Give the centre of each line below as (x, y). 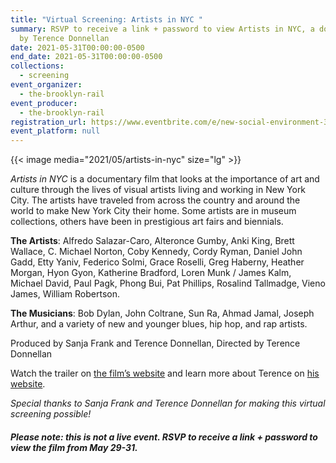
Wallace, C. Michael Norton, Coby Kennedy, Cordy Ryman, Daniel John (156, 252)
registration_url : (48, 122)
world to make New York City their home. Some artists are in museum (153, 211)
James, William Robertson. (65, 294)
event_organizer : (46, 85)
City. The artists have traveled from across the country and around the (155, 200)
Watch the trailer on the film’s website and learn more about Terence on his (165, 373)
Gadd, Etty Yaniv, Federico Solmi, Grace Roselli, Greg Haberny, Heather (157, 262)
